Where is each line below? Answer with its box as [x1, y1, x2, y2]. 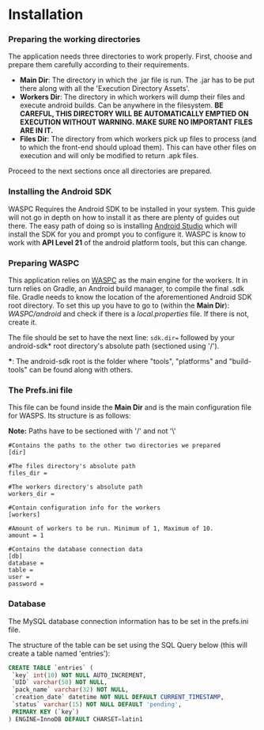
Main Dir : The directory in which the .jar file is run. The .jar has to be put [19, 75, 255, 85]
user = [8, 573, 30, 581]
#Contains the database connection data [8, 546, 144, 554]
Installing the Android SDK [8, 186, 112, 197]
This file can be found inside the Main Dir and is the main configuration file [8, 403, 251, 412]
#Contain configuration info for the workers [8, 504, 160, 512]
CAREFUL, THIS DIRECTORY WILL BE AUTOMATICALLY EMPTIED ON [19, 109, 249, 119]
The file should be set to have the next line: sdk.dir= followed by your [8, 333, 236, 342]
